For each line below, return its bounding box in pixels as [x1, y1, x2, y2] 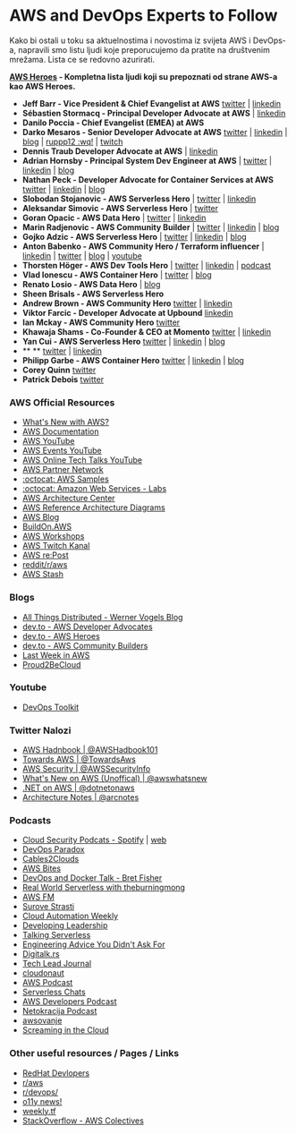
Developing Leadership [21, 920, 108, 931]
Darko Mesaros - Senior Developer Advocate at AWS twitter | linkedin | [21, 126, 288, 137]
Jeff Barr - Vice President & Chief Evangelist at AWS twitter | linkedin [21, 98, 282, 108]
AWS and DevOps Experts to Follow [9, 5, 278, 26]
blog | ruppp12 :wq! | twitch [21, 136, 123, 147]
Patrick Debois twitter [21, 373, 105, 385]
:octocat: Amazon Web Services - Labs [21, 483, 167, 494]
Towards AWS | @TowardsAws [21, 754, 136, 765]
